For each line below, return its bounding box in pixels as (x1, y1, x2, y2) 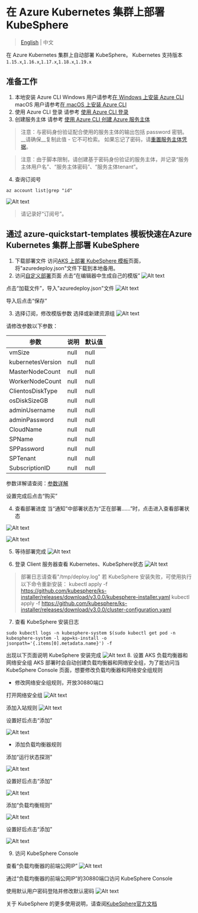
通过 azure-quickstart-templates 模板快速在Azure (6, 229, 192, 239)
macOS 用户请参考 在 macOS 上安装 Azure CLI (14, 101, 127, 108)
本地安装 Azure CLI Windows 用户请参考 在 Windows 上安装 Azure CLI (14, 93, 184, 101)
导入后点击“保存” (6, 297, 47, 304)
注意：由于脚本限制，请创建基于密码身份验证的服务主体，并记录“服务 (20, 155, 189, 163)
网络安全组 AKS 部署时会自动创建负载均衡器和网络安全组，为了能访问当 (6, 659, 180, 666)
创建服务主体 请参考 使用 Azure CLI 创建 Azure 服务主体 (14, 116, 150, 123)
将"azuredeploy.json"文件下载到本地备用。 (14, 264, 119, 271)
